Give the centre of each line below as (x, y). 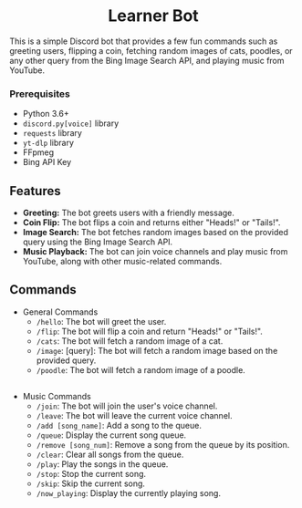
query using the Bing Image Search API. (98, 242)
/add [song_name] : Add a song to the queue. (119, 426)
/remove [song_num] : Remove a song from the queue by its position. (163, 445)
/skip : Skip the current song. (91, 483)
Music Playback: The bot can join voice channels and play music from (155, 252)
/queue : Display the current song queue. (111, 435)
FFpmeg (38, 152)
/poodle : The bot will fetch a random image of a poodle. (141, 369)
